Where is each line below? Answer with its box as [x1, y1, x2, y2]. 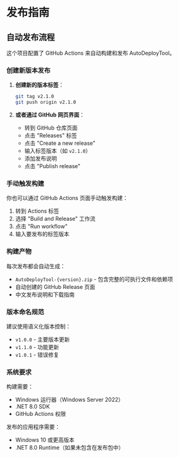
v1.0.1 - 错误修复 [15, 351, 59, 358]
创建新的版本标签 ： [15, 81, 64, 89]
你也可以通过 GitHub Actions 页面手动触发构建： [6, 194, 129, 202]
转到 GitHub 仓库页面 [24, 124, 78, 132]
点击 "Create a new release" [24, 139, 96, 147]
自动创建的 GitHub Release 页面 [15, 283, 96, 290]
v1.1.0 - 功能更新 [15, 343, 59, 350]
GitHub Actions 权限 [15, 410, 66, 418]
